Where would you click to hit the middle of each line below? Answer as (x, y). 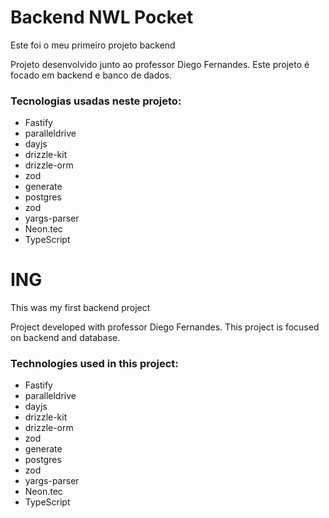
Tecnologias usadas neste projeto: (96, 101)
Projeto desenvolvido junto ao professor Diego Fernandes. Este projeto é (160, 64)
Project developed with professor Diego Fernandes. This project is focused (165, 327)
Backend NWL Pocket (102, 17)
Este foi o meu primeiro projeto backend (93, 45)
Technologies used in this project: (94, 364)
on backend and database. (65, 338)
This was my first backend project (80, 308)
